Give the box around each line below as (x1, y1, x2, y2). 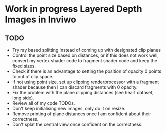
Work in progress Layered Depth (5, 3, 142, 15)
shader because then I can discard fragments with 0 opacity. (12, 84, 138, 90)
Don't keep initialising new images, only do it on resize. (12, 106, 126, 111)
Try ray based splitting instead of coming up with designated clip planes (12, 47, 161, 53)
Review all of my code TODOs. (12, 100, 75, 106)
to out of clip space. (12, 74, 54, 79)
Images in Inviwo (5, 14, 76, 25)
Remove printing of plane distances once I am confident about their (12, 111, 151, 117)
